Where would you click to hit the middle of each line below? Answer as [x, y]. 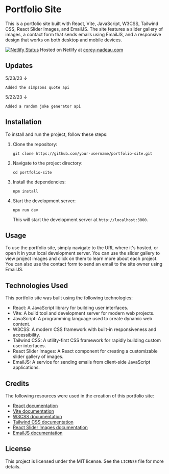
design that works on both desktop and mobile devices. [64, 40]
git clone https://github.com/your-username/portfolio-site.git [82, 153]
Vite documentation [33, 411]
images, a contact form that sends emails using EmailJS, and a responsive [83, 34]
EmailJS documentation [38, 433]
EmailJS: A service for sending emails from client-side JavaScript [81, 362]
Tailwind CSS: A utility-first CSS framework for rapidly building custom [87, 340]
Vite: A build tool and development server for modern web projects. [83, 313]
